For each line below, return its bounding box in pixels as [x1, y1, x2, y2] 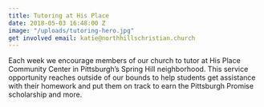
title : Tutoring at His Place [8, 11, 110, 20]
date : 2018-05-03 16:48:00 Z [8, 19, 106, 27]
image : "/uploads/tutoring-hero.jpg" [8, 26, 135, 34]
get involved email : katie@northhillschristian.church [8, 34, 196, 42]
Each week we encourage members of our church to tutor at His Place [8, 56, 241, 65]
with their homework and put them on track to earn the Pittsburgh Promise [8, 81, 254, 91]
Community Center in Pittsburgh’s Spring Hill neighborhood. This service [8, 65, 249, 74]
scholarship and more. [8, 89, 83, 100]
